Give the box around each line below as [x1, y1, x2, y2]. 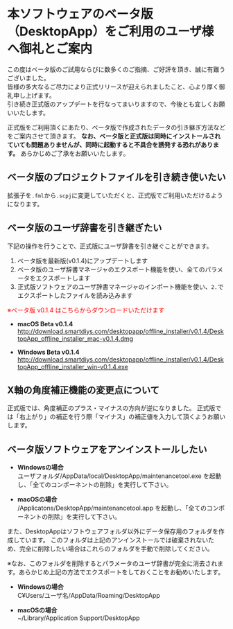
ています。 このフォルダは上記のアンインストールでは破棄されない [19, 536, 209, 544]
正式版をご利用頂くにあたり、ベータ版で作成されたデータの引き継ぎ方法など [7, 123, 226, 132]
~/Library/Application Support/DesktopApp [17, 614, 140, 622]
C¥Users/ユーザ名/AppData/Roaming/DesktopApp [17, 592, 161, 600]
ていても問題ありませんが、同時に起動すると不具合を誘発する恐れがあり [7, 140, 214, 149]
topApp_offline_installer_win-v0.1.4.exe [17, 362, 128, 371]
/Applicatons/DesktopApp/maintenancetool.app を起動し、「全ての [17, 504, 207, 513]
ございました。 [7, 73, 50, 82]
